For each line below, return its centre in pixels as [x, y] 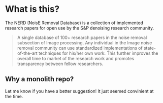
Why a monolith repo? [39, 79]
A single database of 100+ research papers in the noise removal [82, 37]
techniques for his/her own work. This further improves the [98, 53]
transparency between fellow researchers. [60, 64]
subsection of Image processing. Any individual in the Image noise [84, 42]
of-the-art [27, 53]
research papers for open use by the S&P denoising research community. [80, 28]
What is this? [33, 9]
